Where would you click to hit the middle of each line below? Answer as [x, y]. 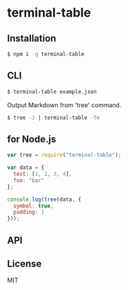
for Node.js [32, 139]
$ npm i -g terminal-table [46, 54]
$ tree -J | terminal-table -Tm [53, 118]
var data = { [26, 167]
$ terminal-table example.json [52, 91]
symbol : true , [33, 206]
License [24, 263]
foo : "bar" [29, 180]
